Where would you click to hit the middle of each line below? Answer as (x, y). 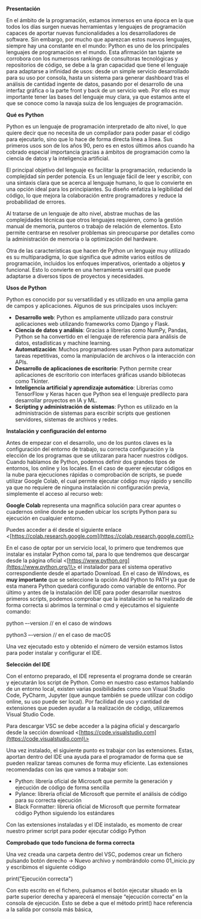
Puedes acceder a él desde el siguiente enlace (64, 530)
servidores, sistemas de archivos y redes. (66, 419)
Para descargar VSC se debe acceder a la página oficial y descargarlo (93, 726)
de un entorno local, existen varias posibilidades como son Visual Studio (96, 689)
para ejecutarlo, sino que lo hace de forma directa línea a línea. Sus (89, 139)
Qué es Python (25, 115)
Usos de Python (26, 288)
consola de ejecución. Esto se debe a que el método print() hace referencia (99, 903)
